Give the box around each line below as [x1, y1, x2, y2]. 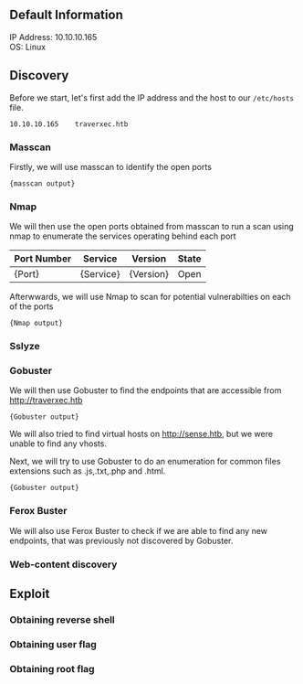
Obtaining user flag [9, 637, 98, 650]
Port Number [14, 252, 71, 265]
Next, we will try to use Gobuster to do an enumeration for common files [9, 456, 281, 467]
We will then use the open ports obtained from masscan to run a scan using [9, 221, 294, 232]
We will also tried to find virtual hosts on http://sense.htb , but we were [9, 429, 274, 440]
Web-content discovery [9, 558, 118, 571]
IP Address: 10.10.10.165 [9, 31, 98, 42]
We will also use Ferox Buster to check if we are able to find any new [9, 525, 267, 536]
